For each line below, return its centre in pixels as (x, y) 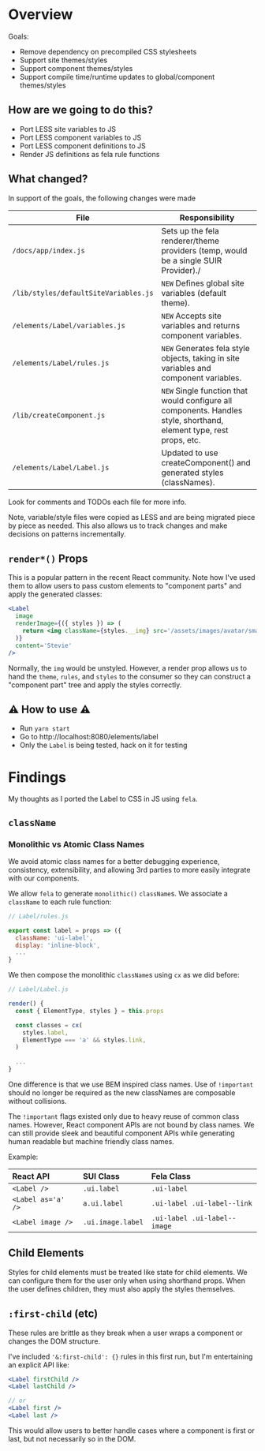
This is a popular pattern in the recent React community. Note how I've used (132, 578)
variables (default (194, 293)
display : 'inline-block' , (58, 945)
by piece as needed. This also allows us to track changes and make (118, 525)
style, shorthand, (192, 420)
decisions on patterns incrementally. (67, 533)
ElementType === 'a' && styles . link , (84, 1040)
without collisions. (37, 1101)
